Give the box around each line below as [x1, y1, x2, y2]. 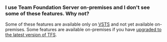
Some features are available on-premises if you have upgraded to [26, 27, 161, 33]
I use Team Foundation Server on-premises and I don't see [5, 4, 150, 11]
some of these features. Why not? [5, 10, 89, 17]
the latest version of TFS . [5, 32, 57, 38]
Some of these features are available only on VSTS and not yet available [5, 21, 154, 27]
